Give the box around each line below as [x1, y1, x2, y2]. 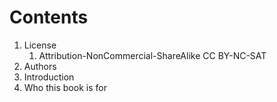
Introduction [23, 71, 75, 83]
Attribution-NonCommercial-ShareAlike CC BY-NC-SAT [38, 49, 267, 61]
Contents [9, 6, 89, 29]
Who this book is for [23, 81, 107, 93]
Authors [23, 60, 57, 72]
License [23, 39, 57, 51]
